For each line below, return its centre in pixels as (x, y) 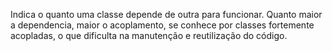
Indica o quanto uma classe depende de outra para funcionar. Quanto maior (166, 14)
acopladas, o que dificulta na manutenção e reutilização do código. (149, 35)
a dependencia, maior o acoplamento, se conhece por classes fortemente (162, 25)
